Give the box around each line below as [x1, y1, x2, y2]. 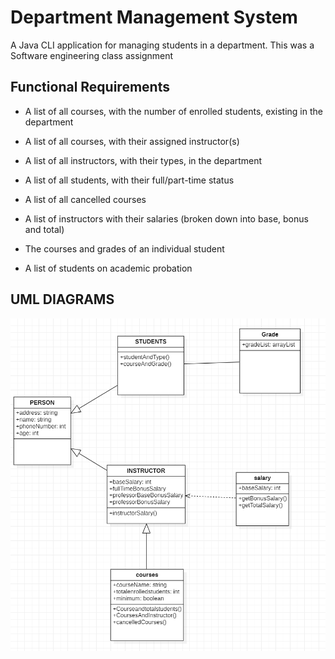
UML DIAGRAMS [10, 291, 115, 308]
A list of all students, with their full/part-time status [24, 174, 235, 186]
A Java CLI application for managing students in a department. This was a [10, 39, 315, 51]
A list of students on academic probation [24, 262, 193, 274]
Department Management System [10, 6, 298, 29]
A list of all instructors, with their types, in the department [24, 154, 263, 166]
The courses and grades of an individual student [24, 242, 225, 255]
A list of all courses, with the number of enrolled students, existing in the [24, 105, 323, 117]
